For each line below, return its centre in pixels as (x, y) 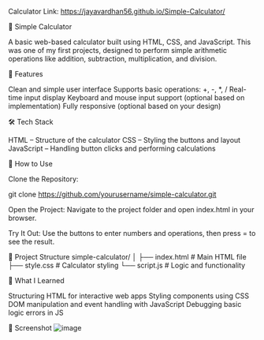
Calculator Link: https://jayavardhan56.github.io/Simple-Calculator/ (117, 11)
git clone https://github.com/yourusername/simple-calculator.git (112, 194)
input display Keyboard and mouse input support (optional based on (134, 97)
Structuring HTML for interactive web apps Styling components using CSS (129, 296)
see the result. (32, 241)
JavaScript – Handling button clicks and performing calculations (112, 148)
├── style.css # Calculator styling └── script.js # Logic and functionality (127, 265)
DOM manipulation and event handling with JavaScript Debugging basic (125, 304)
